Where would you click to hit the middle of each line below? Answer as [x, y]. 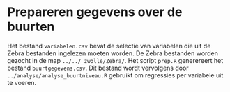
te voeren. [22, 82]
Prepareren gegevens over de [95, 12]
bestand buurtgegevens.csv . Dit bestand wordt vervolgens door [98, 68]
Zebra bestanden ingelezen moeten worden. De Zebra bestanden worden [113, 53]
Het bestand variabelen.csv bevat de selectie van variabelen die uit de [109, 46]
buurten [31, 27]
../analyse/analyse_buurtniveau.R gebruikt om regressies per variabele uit [115, 75]
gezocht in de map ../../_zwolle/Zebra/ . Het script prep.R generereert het [115, 60]
